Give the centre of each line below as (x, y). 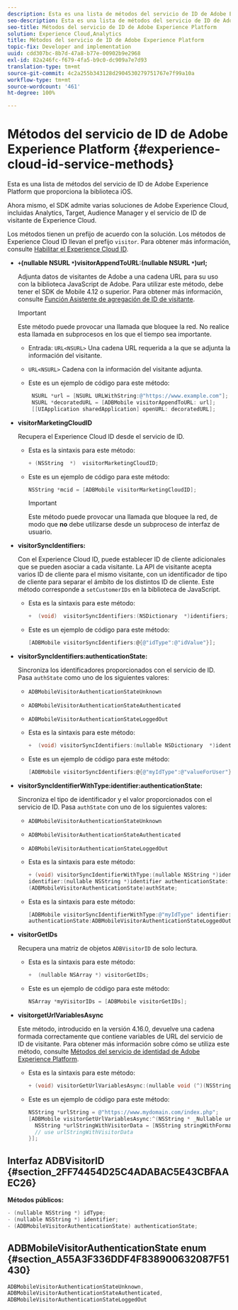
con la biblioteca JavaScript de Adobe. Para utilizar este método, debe (120, 284)
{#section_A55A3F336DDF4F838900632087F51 (118, 1259)
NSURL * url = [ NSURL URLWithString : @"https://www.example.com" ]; (130, 396)
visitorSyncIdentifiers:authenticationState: (83, 656)
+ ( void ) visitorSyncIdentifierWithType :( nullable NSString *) (124, 875)
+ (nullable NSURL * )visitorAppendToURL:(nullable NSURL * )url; (112, 263)
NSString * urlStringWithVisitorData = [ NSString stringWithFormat (135, 1125)
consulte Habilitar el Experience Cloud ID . (68, 250)
